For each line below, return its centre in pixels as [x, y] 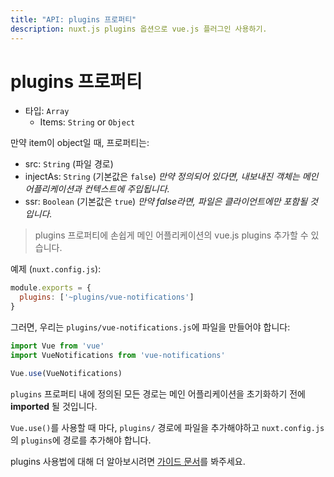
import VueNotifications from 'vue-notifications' [118, 355]
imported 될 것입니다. [54, 406]
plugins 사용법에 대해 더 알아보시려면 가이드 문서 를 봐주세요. [128, 461]
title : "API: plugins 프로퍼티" [73, 19]
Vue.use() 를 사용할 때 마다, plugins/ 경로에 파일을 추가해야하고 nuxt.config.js [167, 427]
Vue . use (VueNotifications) [66, 373]
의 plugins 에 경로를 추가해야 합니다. [81, 440]
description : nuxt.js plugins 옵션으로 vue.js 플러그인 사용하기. [139, 29]
